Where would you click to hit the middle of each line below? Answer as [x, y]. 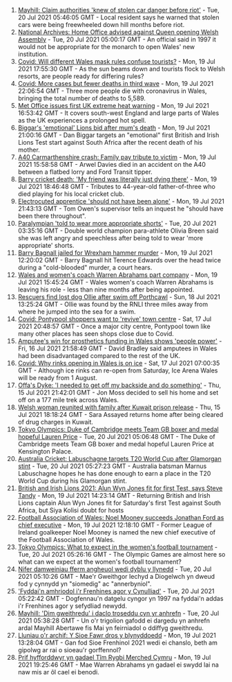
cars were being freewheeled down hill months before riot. [101, 25]
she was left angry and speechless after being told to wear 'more [110, 238]
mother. [29, 150]
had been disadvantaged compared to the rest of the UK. [99, 356]
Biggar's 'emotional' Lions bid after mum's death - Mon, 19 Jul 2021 [114, 128]
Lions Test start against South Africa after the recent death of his [110, 142]
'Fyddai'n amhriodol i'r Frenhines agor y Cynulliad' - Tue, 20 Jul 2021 [116, 591]
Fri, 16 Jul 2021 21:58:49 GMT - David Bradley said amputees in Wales [117, 348]
